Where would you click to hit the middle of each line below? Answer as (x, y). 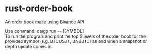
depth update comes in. (29, 46)
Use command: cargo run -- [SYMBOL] (44, 31)
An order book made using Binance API (45, 22)
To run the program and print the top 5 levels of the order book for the (76, 36)
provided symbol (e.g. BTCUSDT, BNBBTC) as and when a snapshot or (76, 41)
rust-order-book (39, 8)
